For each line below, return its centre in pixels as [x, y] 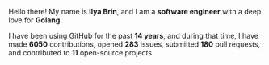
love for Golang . [36, 20]
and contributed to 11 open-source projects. [81, 53]
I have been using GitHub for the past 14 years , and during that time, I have [133, 36]
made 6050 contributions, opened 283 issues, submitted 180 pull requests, [134, 44]
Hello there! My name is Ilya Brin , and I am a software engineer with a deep [135, 12]
